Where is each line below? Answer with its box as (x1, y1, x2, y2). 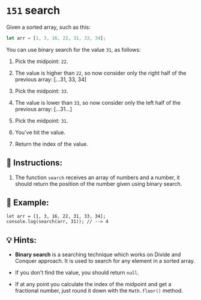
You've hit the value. (14, 129, 66, 136)
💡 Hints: (6, 235, 37, 245)
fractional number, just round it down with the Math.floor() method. (14, 287, 183, 295)
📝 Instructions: (6, 158, 63, 168)
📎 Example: (6, 198, 49, 208)
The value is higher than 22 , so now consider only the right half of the (14, 69, 187, 76)
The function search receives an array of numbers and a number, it (14, 174, 180, 181)
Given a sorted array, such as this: (6, 23, 91, 31)
